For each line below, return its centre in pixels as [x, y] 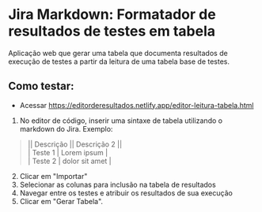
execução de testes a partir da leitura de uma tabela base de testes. [119, 61]
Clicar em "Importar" [53, 176]
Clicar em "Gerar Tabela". [61, 201]
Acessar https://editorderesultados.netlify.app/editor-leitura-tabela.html [137, 105]
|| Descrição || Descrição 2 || [75, 144]
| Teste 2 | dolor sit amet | [70, 161]
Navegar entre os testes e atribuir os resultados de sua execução [126, 193]
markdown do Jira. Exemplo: [66, 128]
